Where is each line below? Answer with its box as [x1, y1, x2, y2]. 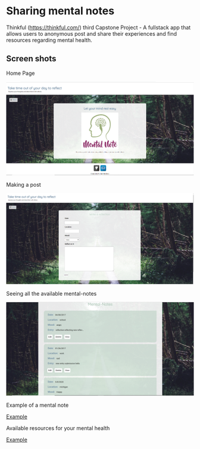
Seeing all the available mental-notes [6, 290, 97, 297]
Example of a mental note [6, 401, 69, 409]
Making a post [6, 181, 42, 189]
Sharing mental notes [6, 4, 115, 18]
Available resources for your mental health [6, 425, 110, 432]
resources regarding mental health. [6, 36, 92, 43]
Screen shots [6, 54, 57, 64]
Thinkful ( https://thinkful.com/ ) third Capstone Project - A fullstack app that [6, 24, 191, 31]
